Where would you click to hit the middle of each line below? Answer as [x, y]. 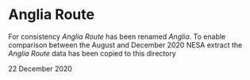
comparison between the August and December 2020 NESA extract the [125, 44]
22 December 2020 [40, 68]
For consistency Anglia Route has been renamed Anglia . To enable [117, 36]
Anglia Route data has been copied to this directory [92, 53]
